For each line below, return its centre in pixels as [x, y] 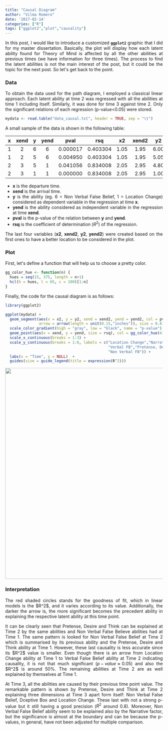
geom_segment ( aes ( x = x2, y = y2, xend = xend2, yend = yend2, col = [83, 319]
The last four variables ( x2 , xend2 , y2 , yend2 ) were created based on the [84, 234]
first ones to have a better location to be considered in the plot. [70, 239]
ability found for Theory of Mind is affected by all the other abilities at [84, 54]
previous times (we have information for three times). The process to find [84, 59]
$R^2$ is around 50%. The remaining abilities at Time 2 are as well [84, 669]
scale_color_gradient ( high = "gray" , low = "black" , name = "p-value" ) [86, 329]
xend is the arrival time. [37, 191]
